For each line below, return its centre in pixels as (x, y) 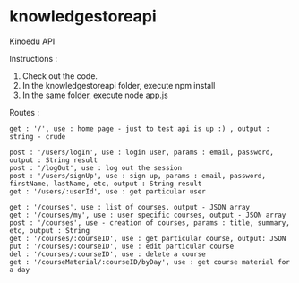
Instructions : (34, 58)
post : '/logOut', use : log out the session (95, 167)
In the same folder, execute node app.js (95, 95)
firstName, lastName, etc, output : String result (106, 184)
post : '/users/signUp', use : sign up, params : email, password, (138, 176)
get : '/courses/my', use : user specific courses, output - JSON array (148, 215)
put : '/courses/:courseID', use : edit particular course (122, 246)
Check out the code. (60, 76)
